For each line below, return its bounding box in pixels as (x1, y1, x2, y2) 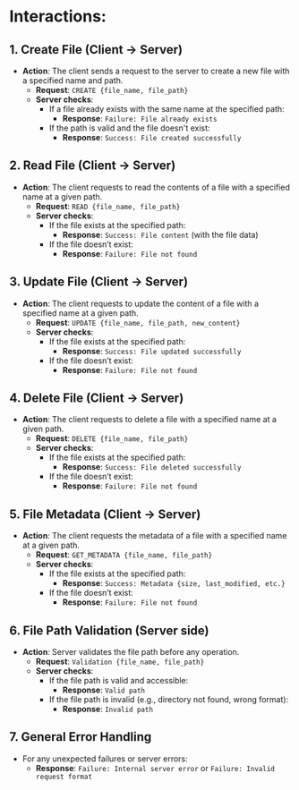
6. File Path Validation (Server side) (9, 623, 209, 638)
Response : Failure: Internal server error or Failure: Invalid (35, 762, 275, 773)
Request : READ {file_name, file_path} (35, 200, 181, 211)
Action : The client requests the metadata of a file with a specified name (21, 531, 287, 541)
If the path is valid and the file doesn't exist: (48, 123, 210, 133)
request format (35, 772, 92, 781)
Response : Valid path (62, 684, 146, 695)
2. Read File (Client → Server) (9, 158, 176, 174)
